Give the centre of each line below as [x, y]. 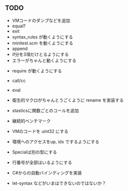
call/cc [19, 81]
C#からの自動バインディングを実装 [47, 172]
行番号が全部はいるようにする [42, 162]
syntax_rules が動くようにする [42, 37]
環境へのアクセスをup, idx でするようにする [56, 142]
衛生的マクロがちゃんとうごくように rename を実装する [68, 100]
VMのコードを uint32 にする [40, 131]
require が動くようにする [37, 71]
